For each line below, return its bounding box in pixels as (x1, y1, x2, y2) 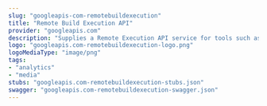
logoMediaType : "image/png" (8, 49, 102, 57)
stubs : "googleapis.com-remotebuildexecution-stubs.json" (8, 78, 204, 86)
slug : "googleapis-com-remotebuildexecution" (8, 11, 161, 20)
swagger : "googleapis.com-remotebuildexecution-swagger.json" (8, 85, 219, 94)
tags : (8, 57, 26, 65)
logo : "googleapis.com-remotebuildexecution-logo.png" (8, 41, 194, 49)
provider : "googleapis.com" (8, 26, 102, 34)
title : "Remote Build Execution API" (8, 19, 133, 27)
